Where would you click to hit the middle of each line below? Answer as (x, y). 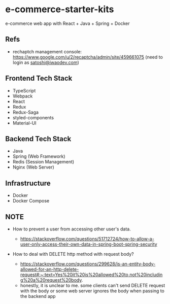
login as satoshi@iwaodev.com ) (46, 62)
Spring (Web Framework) (39, 156)
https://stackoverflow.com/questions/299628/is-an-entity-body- (88, 264)
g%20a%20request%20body (51, 280)
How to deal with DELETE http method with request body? (73, 254)
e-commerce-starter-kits (60, 9)
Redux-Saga (26, 112)
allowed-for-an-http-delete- (49, 269)
